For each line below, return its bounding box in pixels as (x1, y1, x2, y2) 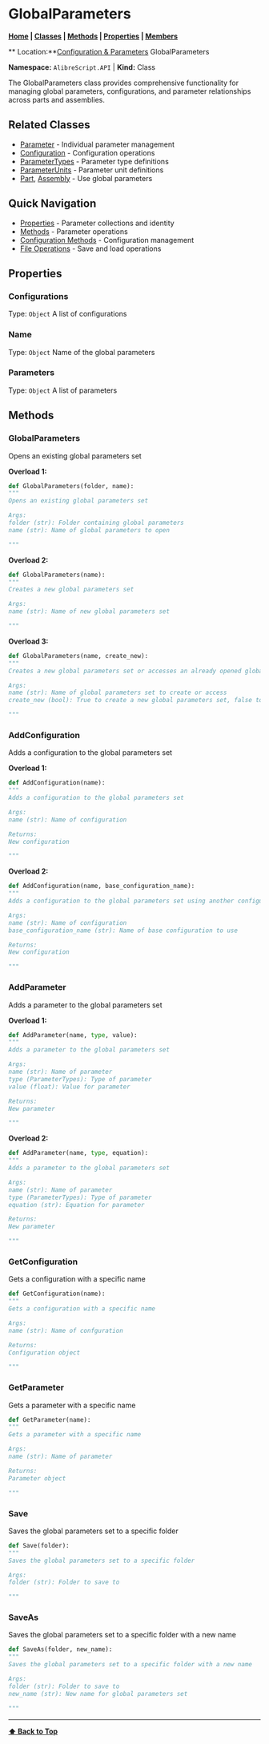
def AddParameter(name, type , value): (8, 1031, 138, 1039)
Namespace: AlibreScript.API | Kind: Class (8, 62, 156, 72)
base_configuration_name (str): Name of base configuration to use (8, 926, 239, 935)
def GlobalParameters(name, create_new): (8, 652, 149, 660)
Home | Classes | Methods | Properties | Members (8, 31, 179, 41)
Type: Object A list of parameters (8, 386, 118, 395)
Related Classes (8, 118, 90, 132)
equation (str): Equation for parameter (8, 1201, 146, 1209)
